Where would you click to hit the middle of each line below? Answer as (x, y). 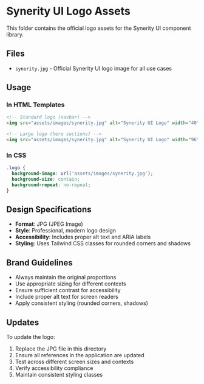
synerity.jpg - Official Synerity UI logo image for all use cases (93, 68)
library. (15, 34)
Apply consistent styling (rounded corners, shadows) (82, 303)
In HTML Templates (36, 105)
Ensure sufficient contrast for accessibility (68, 290)
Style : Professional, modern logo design (66, 231)
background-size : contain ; (46, 179)
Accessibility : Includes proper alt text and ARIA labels (83, 237)
